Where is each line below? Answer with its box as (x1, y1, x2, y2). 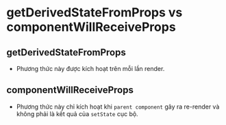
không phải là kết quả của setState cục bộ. (16, 109, 138, 117)
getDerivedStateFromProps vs (6, 5, 183, 20)
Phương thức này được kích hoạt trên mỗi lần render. (16, 65, 165, 72)
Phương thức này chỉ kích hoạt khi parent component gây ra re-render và (16, 102, 220, 111)
